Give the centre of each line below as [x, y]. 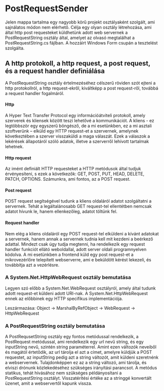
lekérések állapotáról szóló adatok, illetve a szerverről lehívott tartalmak [77, 141]
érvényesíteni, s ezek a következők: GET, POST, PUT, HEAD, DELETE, [75, 174]
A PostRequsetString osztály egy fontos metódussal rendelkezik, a [72, 337]
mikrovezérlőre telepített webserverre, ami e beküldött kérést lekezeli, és [78, 259]
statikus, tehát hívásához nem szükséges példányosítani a [63, 373]
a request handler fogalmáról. [35, 93]
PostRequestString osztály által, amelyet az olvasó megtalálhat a [70, 38]
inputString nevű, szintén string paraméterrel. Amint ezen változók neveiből [81, 347]
